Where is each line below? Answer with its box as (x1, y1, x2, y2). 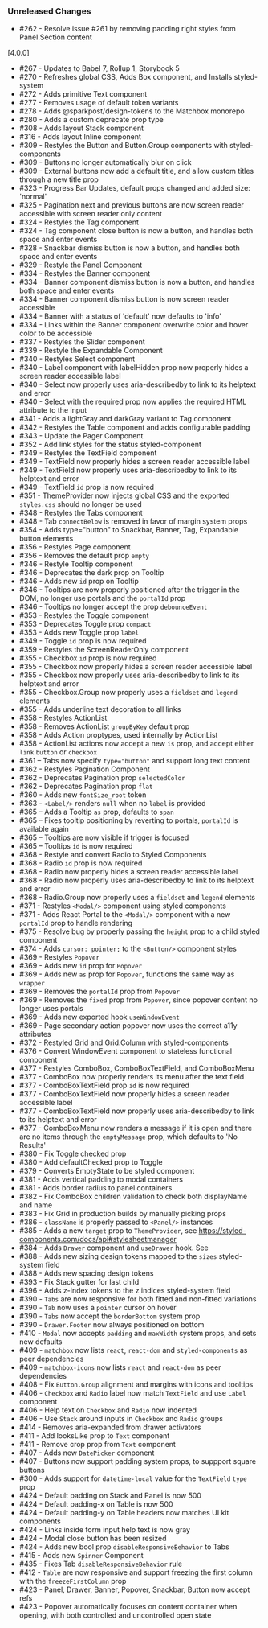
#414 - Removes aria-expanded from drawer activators (18, 1422, 201, 1433)
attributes (18, 1030, 51, 1039)
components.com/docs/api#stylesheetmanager (18, 1235, 177, 1244)
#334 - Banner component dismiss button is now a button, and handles (18, 277, 255, 287)
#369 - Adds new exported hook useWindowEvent (18, 1012, 180, 1022)
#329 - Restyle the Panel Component (18, 260, 143, 270)
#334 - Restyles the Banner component (18, 269, 151, 278)
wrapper (18, 980, 45, 988)
